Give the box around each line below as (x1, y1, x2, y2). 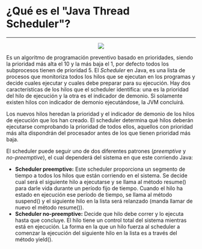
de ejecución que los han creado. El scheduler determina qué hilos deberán (6, 116, 194, 124)
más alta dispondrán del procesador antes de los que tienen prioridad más (6, 129, 191, 137)
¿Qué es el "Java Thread (6, 4, 130, 18)
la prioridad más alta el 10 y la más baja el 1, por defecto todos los (6, 60, 170, 67)
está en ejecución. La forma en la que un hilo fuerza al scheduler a (14, 223, 180, 230)
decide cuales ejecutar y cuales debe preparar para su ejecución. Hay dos (6, 79, 191, 87)
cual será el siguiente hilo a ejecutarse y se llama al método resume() (14, 178, 186, 185)
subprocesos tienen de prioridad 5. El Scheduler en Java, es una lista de (6, 66, 185, 73)
